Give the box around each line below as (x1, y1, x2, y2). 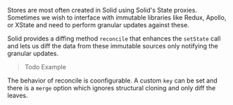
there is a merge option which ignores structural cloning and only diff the (7, 84, 216, 92)
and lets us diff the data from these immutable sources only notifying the (7, 42, 218, 50)
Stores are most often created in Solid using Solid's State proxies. (7, 6, 197, 14)
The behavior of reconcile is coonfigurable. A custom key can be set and (7, 76, 218, 85)
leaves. (7, 91, 28, 99)
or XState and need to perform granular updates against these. (7, 21, 190, 29)
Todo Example (24, 63, 67, 71)
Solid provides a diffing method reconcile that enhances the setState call (7, 34, 221, 43)
